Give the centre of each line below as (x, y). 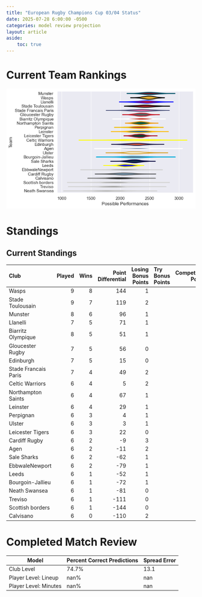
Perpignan (22, 415)
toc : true (29, 45)
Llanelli (17, 323)
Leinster (19, 406)
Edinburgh (22, 360)
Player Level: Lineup (34, 577)
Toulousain (22, 306)
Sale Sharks (23, 457)
